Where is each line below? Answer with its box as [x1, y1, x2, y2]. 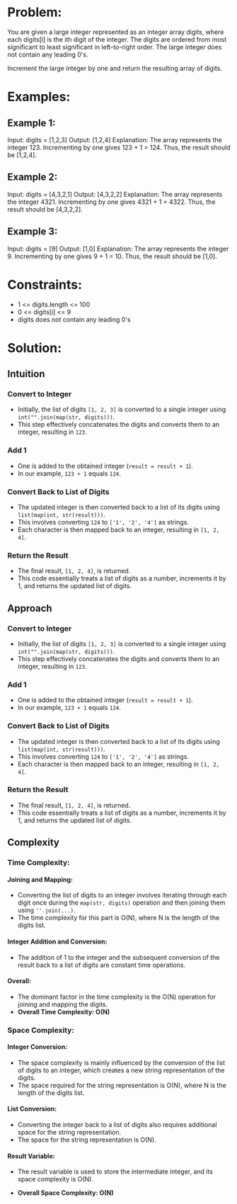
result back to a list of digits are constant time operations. [17, 961, 186, 969]
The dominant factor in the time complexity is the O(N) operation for [17, 992, 216, 1001]
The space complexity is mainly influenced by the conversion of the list [17, 1058, 225, 1067]
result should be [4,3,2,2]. [7, 205, 83, 213]
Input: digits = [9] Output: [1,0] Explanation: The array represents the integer [7, 244, 229, 253]
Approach [7, 602, 52, 614]
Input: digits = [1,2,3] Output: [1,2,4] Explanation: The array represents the [7, 135, 223, 144]
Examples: [7, 89, 71, 105]
